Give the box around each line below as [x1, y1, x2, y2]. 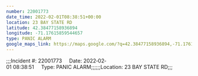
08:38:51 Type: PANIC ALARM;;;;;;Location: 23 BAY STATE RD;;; [12, 63, 173, 70]
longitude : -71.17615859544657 [6, 30, 83, 36]
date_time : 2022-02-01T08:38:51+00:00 [6, 14, 101, 20]
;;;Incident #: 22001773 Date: [6, 57, 82, 64]
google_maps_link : [6, 42, 51, 47]
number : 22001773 [6, 8, 49, 15]
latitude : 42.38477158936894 [6, 25, 78, 31]
